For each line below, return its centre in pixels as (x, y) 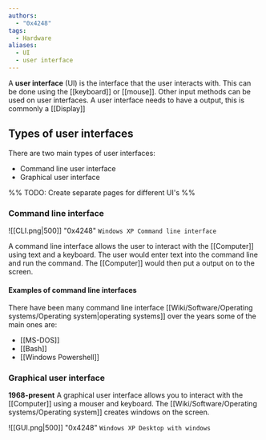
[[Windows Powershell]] (60, 358)
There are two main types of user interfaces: (82, 153)
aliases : (23, 46)
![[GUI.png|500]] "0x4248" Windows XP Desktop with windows (109, 428)
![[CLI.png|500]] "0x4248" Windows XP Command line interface (113, 230)
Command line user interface (68, 168)
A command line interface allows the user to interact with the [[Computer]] (131, 246)
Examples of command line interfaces (73, 290)
